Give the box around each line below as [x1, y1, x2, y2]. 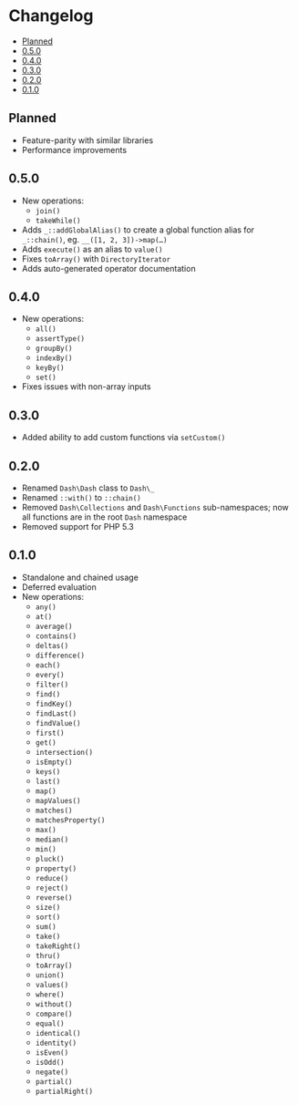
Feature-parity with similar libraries [21, 134, 154, 146]
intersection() [35, 748, 93, 757]
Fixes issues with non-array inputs [21, 381, 151, 392]
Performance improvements [21, 144, 128, 155]
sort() [35, 913, 61, 922]
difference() [35, 651, 86, 660]
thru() [35, 951, 61, 960]
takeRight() [35, 941, 81, 951]
